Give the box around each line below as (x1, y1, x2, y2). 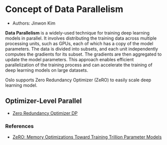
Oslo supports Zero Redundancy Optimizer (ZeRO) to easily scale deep (5, 77, 151, 83)
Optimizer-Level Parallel (5, 97, 82, 105)
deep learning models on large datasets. (5, 67, 88, 73)
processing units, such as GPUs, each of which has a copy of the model (5, 40, 153, 46)
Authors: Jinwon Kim (12, 20, 56, 26)
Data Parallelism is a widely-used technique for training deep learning (5, 30, 150, 36)
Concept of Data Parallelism (5, 4, 123, 15)
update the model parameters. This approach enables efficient (5, 56, 134, 62)
